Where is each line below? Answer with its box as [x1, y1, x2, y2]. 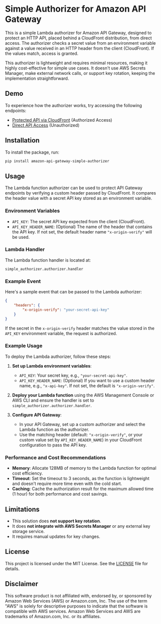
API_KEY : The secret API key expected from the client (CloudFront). [12, 218, 145, 224]
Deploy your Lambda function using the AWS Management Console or [12, 392, 154, 398]
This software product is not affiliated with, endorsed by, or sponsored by [5, 592, 152, 599]
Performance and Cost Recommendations [5, 454, 106, 461]
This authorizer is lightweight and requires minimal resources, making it [5, 60, 148, 66]
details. [5, 566, 20, 571]
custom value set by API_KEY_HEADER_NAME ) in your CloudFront [19, 437, 142, 443]
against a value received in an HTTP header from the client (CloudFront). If [5, 45, 154, 51]
